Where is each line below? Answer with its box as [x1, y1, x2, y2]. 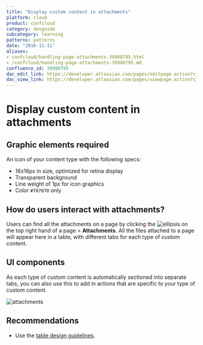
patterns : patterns [6, 37, 56, 43]
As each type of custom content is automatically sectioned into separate [6, 273, 187, 281]
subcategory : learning [6, 32, 63, 38]
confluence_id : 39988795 [6, 65, 69, 72]
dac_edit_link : [6, 71, 45, 77]
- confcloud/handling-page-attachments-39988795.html [6, 54, 145, 60]
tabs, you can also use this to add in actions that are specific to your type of [6, 280, 195, 287]
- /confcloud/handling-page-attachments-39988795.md [6, 59, 142, 65]
